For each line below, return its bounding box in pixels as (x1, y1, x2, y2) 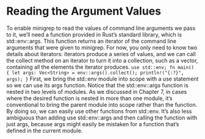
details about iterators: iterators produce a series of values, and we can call (6, 50, 196, 57)
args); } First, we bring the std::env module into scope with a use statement (6, 75, 199, 82)
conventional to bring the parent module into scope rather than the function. (6, 101, 198, 108)
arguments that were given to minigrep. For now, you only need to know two (6, 44, 198, 51)
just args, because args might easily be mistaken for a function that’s (6, 120, 179, 127)
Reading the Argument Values (6, 4, 162, 18)
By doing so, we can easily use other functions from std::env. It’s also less (6, 107, 192, 115)
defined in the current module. (6, 127, 83, 134)
